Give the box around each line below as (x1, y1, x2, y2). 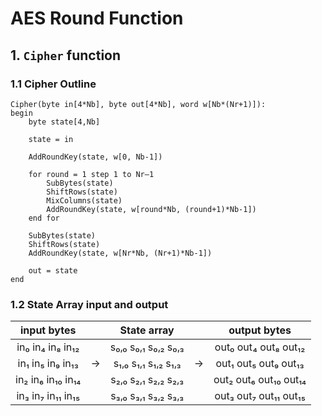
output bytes (228, 323, 292, 337)
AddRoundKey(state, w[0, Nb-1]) (28, 152, 163, 162)
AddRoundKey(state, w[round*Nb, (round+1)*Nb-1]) (46, 204, 257, 214)
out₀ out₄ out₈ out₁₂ (214, 340, 306, 354)
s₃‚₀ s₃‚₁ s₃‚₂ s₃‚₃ (110, 389, 185, 403)
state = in (28, 134, 74, 144)
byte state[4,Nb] (28, 117, 101, 127)
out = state (28, 265, 78, 276)
